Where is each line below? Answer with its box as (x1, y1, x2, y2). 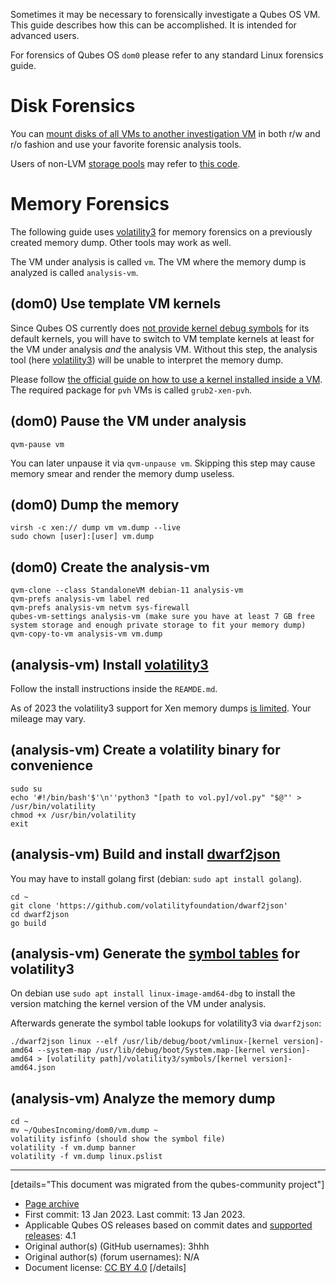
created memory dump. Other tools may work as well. (10, 236, 232, 248)
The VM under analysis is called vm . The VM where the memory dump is (10, 255, 307, 268)
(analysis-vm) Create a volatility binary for (10, 742, 281, 759)
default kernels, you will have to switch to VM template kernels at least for (10, 332, 315, 344)
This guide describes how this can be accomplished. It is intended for (10, 19, 297, 31)
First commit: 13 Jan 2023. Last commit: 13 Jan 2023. (24, 1209, 246, 1221)
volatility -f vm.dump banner (10, 1143, 137, 1153)
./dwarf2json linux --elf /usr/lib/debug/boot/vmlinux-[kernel (10, 1037, 280, 1047)
